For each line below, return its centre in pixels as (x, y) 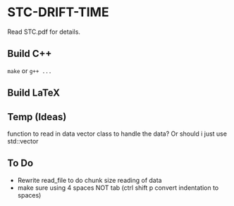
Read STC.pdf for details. (44, 32)
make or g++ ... (30, 70)
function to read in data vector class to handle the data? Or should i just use (117, 134)
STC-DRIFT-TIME (58, 12)
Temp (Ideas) (37, 117)
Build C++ (30, 54)
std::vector (23, 141)
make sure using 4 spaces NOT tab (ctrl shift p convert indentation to (118, 188)
